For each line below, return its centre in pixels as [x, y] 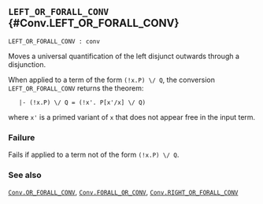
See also [25, 175]
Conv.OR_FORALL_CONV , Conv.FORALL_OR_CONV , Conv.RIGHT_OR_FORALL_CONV [123, 192]
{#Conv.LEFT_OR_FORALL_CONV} [94, 23]
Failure [22, 137]
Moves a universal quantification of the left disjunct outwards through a [124, 56]
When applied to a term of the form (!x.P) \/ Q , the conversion [111, 80]
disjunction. [27, 64]
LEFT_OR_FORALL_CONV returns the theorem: [76, 88]
